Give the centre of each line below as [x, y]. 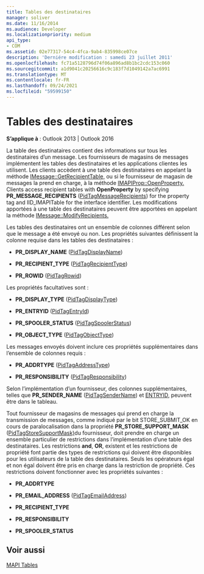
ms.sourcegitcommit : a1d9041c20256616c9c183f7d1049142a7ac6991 [88, 69]
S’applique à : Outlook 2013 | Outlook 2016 [60, 139]
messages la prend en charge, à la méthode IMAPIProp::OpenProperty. [95, 183]
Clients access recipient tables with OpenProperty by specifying [88, 189]
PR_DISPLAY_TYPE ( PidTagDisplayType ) [66, 299]
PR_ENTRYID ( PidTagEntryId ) [52, 311]
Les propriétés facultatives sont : [47, 287]
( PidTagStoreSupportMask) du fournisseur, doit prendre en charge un [93, 433]
